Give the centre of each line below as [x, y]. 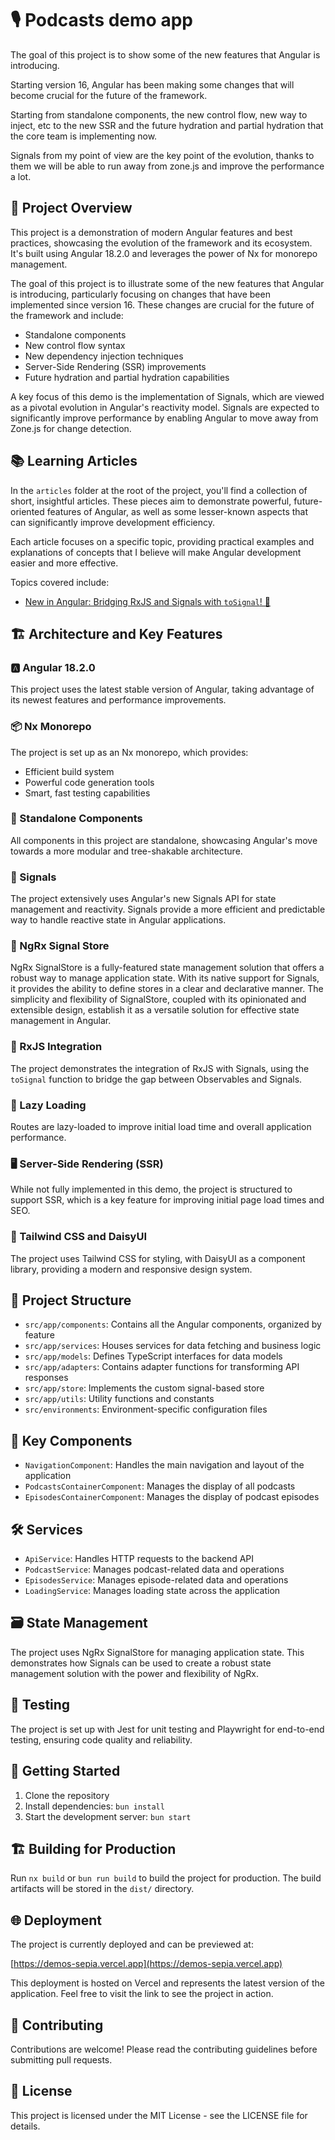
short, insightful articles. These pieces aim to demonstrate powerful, [151, 501]
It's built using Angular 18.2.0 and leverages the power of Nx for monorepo [164, 253]
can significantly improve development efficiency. [112, 522]
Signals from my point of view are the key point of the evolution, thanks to [162, 155]
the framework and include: [67, 315]
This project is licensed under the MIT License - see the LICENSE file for [159, 2115]
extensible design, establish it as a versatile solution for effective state [155, 1010]
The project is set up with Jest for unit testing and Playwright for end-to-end [167, 1729]
